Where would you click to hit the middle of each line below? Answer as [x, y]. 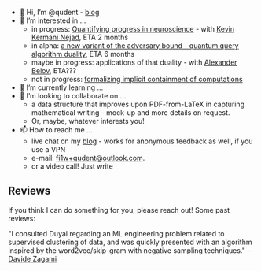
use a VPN [48, 149]
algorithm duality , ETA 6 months [83, 54]
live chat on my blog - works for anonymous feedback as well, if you [142, 141]
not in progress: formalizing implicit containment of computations [137, 79]
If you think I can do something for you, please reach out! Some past [119, 210]
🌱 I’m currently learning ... [61, 87]
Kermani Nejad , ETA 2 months [79, 37]
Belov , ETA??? [54, 71]
